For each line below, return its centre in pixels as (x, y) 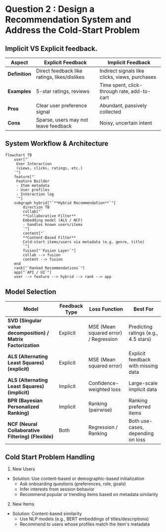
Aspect (19, 62)
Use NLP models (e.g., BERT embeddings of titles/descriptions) (84, 519)
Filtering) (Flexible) (31, 436)
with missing (143, 366)
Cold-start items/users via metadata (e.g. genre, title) (84, 242)
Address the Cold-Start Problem (72, 30)
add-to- (141, 91)
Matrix (16, 339)
